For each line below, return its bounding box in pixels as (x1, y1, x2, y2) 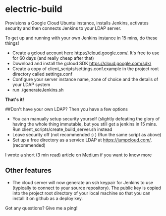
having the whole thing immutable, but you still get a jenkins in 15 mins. (12, 121, 158, 127)
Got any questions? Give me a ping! (5, 205, 78, 211)
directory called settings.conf (12, 71, 73, 77)
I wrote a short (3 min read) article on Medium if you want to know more (5, 152, 152, 158)
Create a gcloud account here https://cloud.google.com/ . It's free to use (12, 50, 160, 56)
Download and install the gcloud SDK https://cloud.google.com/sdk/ (12, 60, 152, 66)
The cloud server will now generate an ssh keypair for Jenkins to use (12, 179, 154, 185)
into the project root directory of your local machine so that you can (12, 190, 151, 196)
